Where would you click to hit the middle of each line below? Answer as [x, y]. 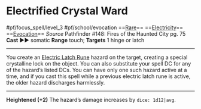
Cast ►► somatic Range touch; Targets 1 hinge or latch [75, 40]
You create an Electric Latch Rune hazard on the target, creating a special [97, 57]
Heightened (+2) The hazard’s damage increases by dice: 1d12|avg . [91, 99]
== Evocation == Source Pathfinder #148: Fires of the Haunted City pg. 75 [96, 33]
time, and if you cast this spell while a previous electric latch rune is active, [98, 76]
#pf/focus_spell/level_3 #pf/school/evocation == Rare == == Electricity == [95, 27]
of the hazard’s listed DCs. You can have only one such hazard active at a [97, 70]
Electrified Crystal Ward [67, 11]
